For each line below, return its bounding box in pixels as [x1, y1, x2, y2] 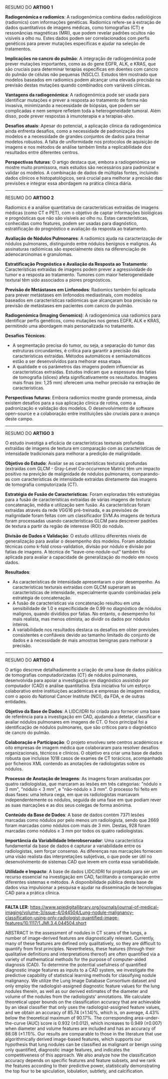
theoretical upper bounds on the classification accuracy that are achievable [5, 999, 161, 1005]
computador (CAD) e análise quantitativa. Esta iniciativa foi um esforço [5, 683, 151, 689]
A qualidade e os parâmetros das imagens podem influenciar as [12, 364, 144, 369]
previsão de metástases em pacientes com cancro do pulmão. [5, 303, 133, 308]
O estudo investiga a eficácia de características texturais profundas [5, 440, 144, 446]
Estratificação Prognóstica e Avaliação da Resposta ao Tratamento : [5, 261, 148, 267]
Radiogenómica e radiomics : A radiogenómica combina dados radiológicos [5, 14, 161, 20]
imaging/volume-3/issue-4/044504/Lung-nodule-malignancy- [5, 909, 134, 915]
